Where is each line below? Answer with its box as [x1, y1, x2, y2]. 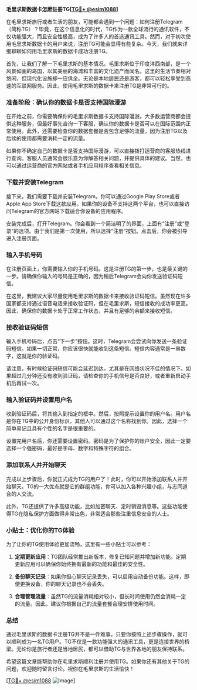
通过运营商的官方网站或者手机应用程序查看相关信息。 [16, 162, 145, 169]
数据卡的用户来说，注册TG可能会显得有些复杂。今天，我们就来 [31, 41, 183, 47]
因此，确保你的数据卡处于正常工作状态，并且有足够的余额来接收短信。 [6, 307, 176, 314]
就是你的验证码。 [21, 352, 63, 359]
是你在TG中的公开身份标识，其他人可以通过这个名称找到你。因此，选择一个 [6, 418, 188, 425]
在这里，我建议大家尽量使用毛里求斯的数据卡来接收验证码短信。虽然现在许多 [6, 292, 191, 299]
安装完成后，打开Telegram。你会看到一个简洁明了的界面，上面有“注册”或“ [6, 220, 185, 227]
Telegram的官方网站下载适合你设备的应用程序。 [11, 207, 127, 214]
